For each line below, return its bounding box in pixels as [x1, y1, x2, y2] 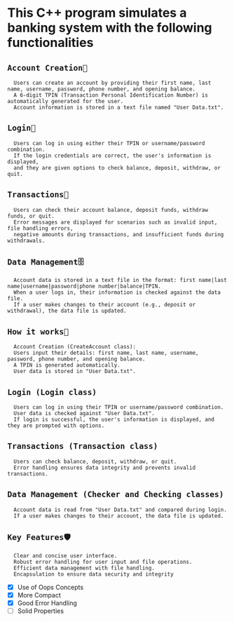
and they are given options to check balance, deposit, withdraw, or [13, 164, 221, 171]
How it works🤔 [7, 326, 69, 337]
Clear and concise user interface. [13, 552, 118, 559]
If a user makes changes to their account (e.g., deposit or [13, 302, 196, 309]
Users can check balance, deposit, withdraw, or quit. [13, 458, 177, 465]
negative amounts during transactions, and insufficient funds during [13, 231, 224, 238]
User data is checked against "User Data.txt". [13, 410, 156, 417]
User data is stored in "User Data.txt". [13, 368, 137, 375]
